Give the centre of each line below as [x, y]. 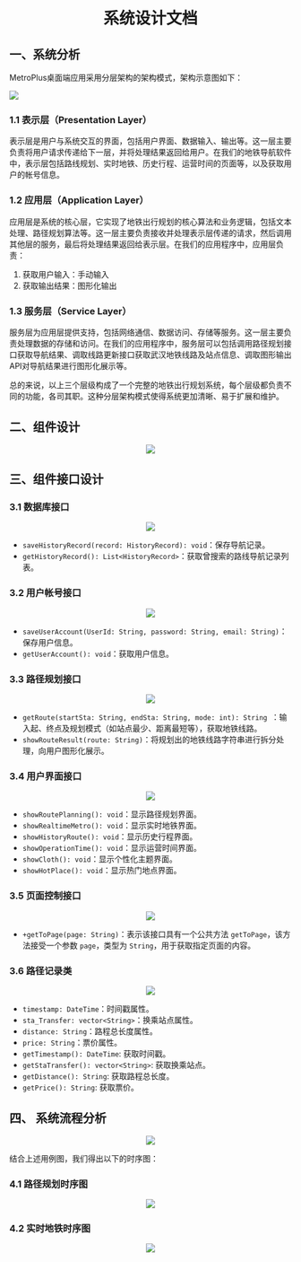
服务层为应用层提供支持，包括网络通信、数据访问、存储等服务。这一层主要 [146, 332]
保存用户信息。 [50, 642]
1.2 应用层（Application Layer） [79, 200]
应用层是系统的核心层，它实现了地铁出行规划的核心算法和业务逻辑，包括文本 [150, 222]
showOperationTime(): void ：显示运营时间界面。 [112, 848]
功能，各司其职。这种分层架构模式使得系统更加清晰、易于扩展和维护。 [154, 396]
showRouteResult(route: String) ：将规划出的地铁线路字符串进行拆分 [149, 739]
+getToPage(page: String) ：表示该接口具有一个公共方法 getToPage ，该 [152, 933]
